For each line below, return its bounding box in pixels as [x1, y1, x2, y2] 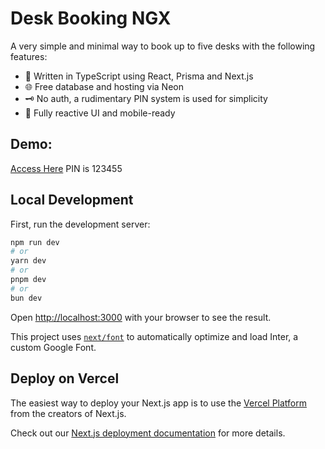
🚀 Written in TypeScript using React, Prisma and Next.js [24, 70, 254, 82]
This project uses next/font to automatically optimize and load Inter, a [10, 330, 299, 342]
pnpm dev [10, 275, 47, 285]
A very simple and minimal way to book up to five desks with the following [10, 40, 316, 52]
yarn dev [10, 256, 47, 266]
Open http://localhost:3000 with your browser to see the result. [10, 311, 272, 323]
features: [10, 50, 48, 62]
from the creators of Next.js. [10, 407, 127, 419]
